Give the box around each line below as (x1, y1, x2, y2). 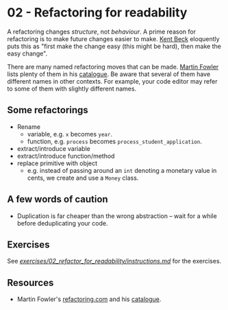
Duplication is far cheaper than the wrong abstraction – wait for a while (16, 211, 217, 220)
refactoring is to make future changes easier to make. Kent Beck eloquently (7, 34, 220, 43)
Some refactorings (7, 104, 89, 116)
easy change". (7, 49, 48, 58)
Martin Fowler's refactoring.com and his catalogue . (16, 295, 162, 303)
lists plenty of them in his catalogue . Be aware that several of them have (7, 70, 211, 78)
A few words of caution (7, 193, 108, 205)
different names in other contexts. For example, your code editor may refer (7, 77, 218, 85)
